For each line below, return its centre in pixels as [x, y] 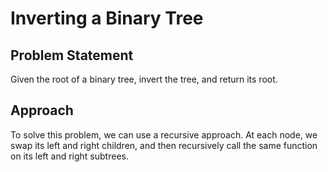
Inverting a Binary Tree [107, 18]
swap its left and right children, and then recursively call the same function [164, 145]
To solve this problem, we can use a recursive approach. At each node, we [164, 134]
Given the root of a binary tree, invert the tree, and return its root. [144, 79]
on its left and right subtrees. [69, 156]
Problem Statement [72, 55]
